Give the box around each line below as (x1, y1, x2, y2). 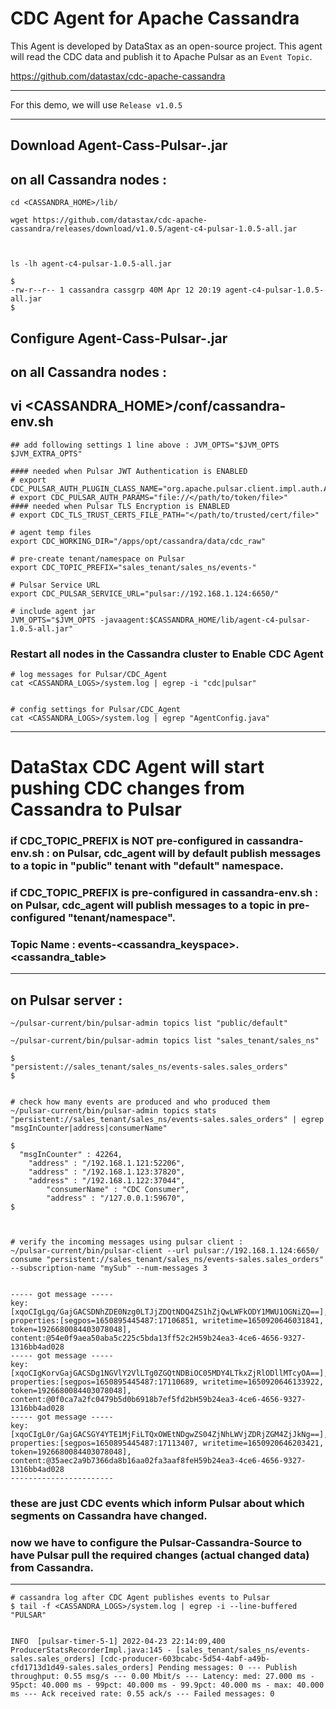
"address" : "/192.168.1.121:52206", (28, 1158, 186, 1169)
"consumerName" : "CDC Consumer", (46, 1185, 190, 1195)
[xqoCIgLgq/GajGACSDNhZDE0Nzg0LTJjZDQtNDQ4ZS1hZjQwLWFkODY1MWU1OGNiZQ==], (10, 1307, 329, 1317)
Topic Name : (10, 937, 76, 951)
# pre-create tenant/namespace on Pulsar (10, 553, 186, 564)
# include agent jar (10, 606, 97, 616)
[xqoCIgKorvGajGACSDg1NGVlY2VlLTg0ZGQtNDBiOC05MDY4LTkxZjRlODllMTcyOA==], (10, 1368, 329, 1379)
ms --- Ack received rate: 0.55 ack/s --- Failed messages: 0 (10, 1689, 275, 1699)
